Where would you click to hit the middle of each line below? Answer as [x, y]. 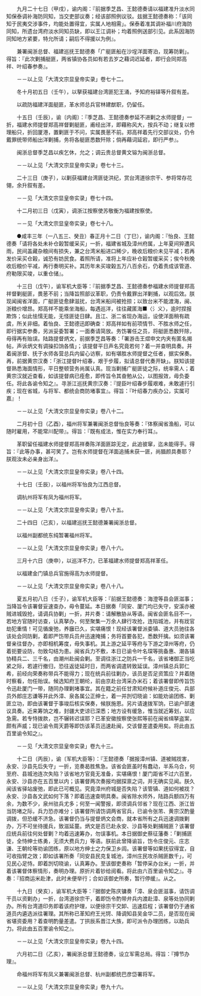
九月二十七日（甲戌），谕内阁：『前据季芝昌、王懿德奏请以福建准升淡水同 [106, 9]
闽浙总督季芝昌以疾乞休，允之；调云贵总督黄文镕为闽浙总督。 [92, 152]
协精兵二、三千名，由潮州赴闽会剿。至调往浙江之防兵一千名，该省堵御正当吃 [100, 659]
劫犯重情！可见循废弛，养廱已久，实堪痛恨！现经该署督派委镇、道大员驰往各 [100, 629]
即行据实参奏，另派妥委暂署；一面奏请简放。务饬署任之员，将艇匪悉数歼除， [100, 331]
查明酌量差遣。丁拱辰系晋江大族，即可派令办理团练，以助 [113, 921]
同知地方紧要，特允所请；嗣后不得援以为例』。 [63, 39]
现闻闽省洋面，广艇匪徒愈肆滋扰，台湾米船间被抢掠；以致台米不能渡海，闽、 [100, 301]
